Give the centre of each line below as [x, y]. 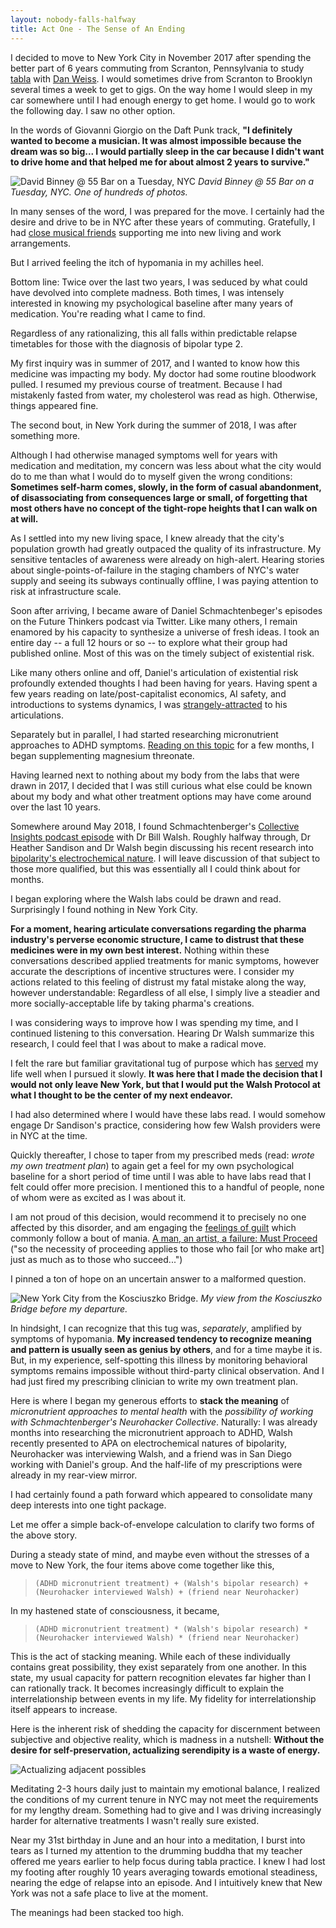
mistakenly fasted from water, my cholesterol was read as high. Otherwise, [164, 395]
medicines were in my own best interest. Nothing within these [140, 950]
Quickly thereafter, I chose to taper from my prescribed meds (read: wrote [162, 1155]
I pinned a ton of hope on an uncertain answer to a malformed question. [158, 1278]
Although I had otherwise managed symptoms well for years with [144, 455]
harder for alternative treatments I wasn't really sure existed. [135, 1820]
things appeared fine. [54, 405]
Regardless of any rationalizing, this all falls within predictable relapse [154, 333]
